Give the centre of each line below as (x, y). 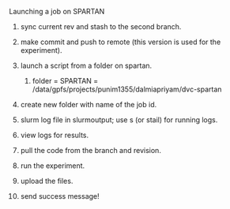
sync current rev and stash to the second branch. (101, 26)
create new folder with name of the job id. (89, 104)
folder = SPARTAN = (65, 81)
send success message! (60, 196)
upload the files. (47, 181)
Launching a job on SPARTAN (57, 11)
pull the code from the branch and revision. (90, 150)
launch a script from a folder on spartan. (86, 65)
